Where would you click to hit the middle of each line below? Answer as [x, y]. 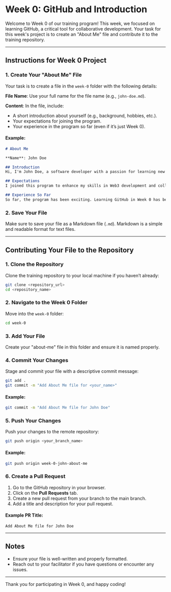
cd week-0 [16, 323]
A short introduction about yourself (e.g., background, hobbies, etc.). [85, 115]
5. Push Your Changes [33, 421]
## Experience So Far [28, 195]
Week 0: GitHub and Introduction [76, 9]
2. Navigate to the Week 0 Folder [47, 303]
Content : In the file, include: [35, 106]
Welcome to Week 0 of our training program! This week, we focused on [80, 23]
